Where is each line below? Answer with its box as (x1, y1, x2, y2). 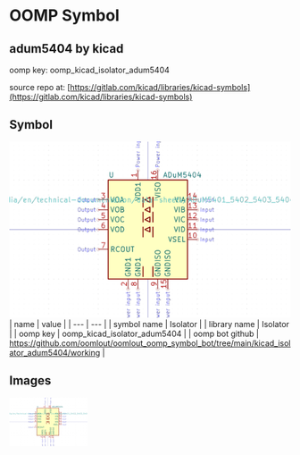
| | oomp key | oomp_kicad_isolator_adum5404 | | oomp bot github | (9, 328, 259, 339)
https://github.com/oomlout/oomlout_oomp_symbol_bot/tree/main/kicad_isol (9, 337, 291, 349)
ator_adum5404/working (9, 347, 101, 358)
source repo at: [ (9, 82, 71, 92)
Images (9, 373, 52, 389)
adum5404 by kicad (9, 41, 124, 56)
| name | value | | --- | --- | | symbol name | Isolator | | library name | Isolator (9, 318, 290, 329)
